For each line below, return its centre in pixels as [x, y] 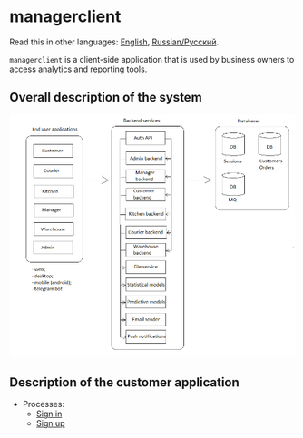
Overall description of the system [106, 97]
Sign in [49, 414]
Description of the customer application [125, 382]
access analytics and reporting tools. [78, 69]
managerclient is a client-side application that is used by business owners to [152, 59]
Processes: [44, 404]
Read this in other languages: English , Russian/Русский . [114, 42]
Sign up [50, 423]
